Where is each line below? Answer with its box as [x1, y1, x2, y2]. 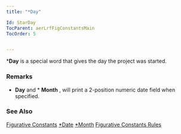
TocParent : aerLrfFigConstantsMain [6, 25, 95, 31]
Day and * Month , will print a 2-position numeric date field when [14, 86, 176, 93]
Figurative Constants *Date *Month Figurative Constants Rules [6, 121, 162, 128]
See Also [6, 107, 33, 115]
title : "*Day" [6, 8, 42, 15]
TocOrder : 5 [6, 31, 36, 36]
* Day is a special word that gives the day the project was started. [6, 57, 167, 65]
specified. [14, 92, 40, 99]
